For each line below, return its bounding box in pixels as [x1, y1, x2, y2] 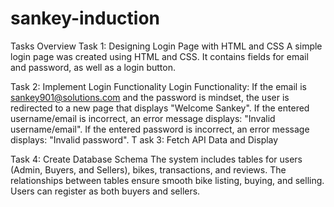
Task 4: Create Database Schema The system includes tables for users [10, 153, 303, 165]
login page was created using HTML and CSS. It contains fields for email [10, 50, 309, 62]
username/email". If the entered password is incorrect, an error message [10, 123, 310, 135]
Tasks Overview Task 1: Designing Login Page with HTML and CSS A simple [10, 40, 323, 52]
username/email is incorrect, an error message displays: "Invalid [10, 112, 276, 124]
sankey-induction [10, 7, 161, 30]
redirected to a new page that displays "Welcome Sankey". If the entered [10, 102, 310, 114]
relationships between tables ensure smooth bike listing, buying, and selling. [10, 174, 325, 186]
